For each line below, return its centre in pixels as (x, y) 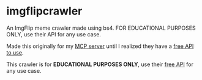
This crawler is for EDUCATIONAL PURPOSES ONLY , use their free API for (100, 64)
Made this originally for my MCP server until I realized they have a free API (100, 46)
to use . (15, 52)
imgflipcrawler (44, 11)
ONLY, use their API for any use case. (54, 34)
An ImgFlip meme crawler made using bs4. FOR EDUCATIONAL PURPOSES (101, 28)
